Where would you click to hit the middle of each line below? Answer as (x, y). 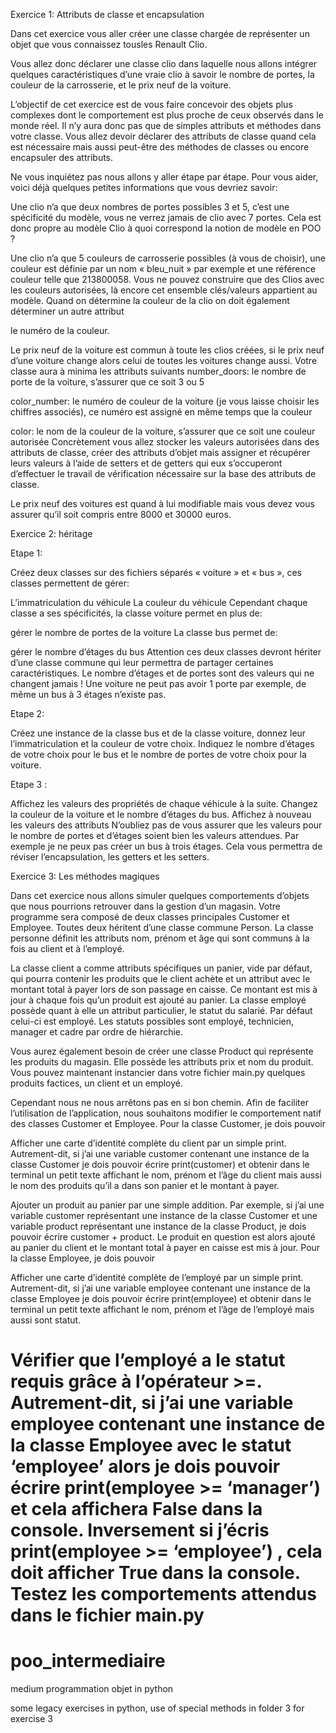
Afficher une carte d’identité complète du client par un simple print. (148, 1143)
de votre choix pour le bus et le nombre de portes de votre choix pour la (158, 754)
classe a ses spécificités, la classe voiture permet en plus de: (136, 613)
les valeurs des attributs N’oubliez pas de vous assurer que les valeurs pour (166, 825)
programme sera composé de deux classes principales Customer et (150, 917)
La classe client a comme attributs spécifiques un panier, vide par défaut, (161, 968)
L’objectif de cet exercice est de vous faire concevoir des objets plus (151, 104)
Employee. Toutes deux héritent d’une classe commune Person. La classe (162, 927)
